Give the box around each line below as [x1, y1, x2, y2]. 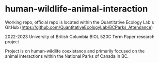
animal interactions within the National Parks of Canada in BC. [5, 53, 129, 59]
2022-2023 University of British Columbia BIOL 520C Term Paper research [5, 34, 155, 39]
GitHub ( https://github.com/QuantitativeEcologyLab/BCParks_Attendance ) [5, 24, 153, 30]
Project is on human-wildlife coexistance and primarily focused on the [5, 48, 145, 54]
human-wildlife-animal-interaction [5, 3, 148, 14]
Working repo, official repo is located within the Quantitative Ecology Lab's [5, 19, 154, 25]
